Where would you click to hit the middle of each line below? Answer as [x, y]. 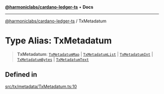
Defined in [21, 75]
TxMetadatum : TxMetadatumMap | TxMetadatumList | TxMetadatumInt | [85, 54]
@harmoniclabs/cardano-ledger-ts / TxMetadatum [56, 21]
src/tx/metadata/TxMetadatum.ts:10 [41, 86]
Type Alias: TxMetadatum [59, 41]
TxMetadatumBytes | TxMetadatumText [53, 59]
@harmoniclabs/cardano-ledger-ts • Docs [49, 7]
